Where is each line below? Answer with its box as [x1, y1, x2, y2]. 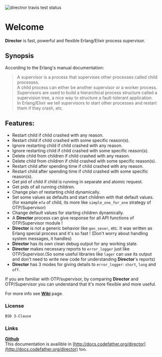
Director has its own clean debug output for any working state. [12, 241, 138, 247]
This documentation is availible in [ [5, 341, 75, 347]
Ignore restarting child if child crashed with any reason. [12, 143, 123, 148]
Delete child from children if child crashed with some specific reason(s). [12, 158, 156, 164]
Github [5, 336, 19, 342]
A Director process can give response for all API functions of [12, 214, 134, 221]
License [5, 303, 24, 309]
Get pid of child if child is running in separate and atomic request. [12, 178, 143, 184]
